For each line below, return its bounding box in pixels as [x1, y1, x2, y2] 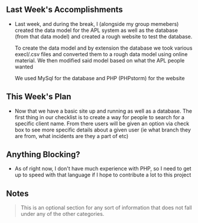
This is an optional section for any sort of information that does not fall [20, 204, 192, 211]
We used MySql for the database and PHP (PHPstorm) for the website [14, 74, 185, 81]
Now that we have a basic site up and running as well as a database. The [14, 107, 192, 114]
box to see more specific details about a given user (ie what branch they [14, 126, 191, 133]
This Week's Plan [6, 91, 72, 102]
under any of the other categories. [20, 211, 105, 218]
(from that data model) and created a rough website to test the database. [14, 32, 193, 40]
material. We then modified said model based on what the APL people [14, 57, 185, 64]
